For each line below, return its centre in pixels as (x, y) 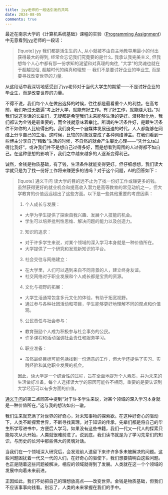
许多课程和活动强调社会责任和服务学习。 (66, 338)
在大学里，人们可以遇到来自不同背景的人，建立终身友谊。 (84, 270)
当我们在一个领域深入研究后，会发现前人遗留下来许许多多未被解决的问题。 (82, 452)
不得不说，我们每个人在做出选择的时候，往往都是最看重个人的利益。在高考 (82, 104)
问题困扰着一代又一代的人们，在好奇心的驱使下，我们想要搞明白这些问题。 (86, 458)
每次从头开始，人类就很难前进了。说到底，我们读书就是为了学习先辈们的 (84, 435)
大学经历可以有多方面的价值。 (48, 388)
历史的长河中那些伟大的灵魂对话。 (53, 441)
